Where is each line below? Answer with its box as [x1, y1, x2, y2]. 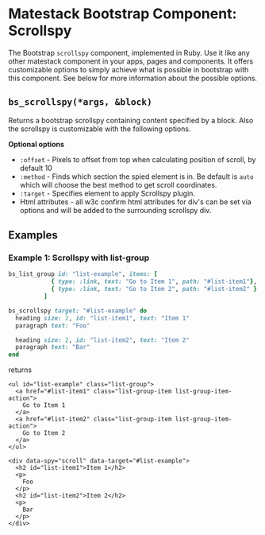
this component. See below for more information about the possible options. [8, 73, 258, 83]
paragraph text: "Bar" [15, 343, 90, 351]
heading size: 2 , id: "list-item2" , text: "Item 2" [15, 335, 190, 344]
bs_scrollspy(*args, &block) [8, 96, 153, 108]
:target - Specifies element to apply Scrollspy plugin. [19, 188, 196, 198]
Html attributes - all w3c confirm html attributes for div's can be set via [19, 196, 252, 207]
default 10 [19, 163, 53, 173]
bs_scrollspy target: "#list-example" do [8, 307, 148, 315]
